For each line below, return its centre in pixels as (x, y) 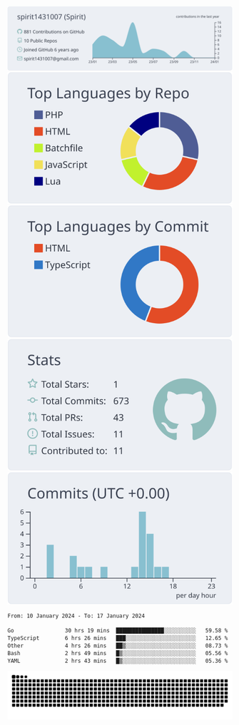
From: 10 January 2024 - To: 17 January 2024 (76, 616)
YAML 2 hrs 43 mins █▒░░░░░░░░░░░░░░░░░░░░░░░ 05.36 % (118, 661)
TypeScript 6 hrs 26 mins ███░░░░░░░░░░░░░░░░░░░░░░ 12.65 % (118, 638)
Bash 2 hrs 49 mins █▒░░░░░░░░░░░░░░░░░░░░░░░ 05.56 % (118, 653)
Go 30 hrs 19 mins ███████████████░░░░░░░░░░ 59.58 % (118, 631)
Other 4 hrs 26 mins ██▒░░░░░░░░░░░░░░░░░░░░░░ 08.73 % (118, 646)
